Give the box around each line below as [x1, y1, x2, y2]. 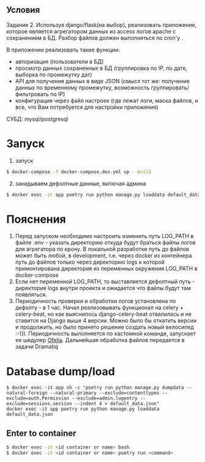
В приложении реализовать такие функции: [6, 46, 120, 53]
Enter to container [6, 428, 76, 438]
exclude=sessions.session [6, 401, 72, 407]
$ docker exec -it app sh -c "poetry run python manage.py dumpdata [6, 385, 184, 391]
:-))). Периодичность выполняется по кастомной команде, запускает [15, 330, 196, 337]
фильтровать [15, 90, 49, 97]
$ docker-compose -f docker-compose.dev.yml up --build [6, 168, 151, 175]
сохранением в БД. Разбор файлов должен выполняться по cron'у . [6, 34, 184, 42]
